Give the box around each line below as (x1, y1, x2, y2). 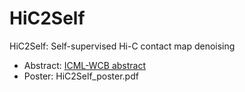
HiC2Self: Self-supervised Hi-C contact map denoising (9, 40, 236, 52)
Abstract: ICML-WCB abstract (23, 59, 147, 71)
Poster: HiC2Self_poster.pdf (23, 70, 139, 82)
